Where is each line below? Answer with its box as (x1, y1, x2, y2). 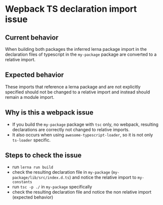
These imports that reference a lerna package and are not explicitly (5, 84, 141, 90)
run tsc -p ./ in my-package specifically (12, 184, 92, 190)
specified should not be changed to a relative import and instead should (5, 89, 150, 95)
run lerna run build (12, 164, 53, 170)
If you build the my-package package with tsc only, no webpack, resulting (12, 121, 159, 127)
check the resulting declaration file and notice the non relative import (12, 189, 152, 195)
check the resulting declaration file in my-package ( (12, 169, 114, 175)
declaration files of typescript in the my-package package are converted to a (5, 51, 157, 57)
